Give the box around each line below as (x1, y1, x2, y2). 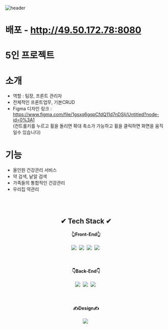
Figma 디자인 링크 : (12, 105, 52, 112)
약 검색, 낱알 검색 (12, 173, 47, 180)
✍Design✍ (73, 305, 99, 311)
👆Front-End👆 (71, 231, 101, 237)
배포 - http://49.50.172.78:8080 (5, 25, 142, 36)
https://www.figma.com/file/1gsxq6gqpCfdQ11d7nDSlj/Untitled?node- (12, 112, 159, 118)
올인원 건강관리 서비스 (12, 167, 57, 173)
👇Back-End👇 (72, 268, 100, 274)
